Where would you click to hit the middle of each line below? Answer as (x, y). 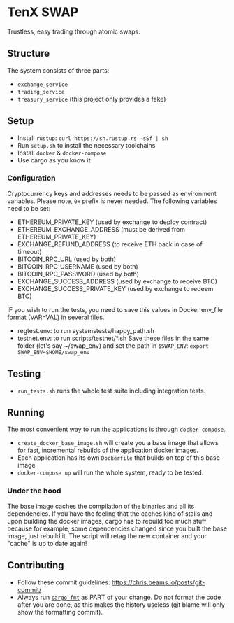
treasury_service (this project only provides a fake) (92, 99)
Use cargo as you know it (54, 160)
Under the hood (34, 491)
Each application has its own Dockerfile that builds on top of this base (118, 458)
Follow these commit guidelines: (64, 582)
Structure (29, 54)
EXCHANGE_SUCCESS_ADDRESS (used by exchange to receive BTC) (117, 281)
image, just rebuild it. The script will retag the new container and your (107, 535)
